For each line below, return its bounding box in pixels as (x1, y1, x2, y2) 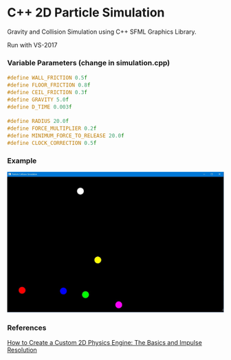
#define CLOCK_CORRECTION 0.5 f (7, 139, 97, 147)
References (7, 323, 47, 333)
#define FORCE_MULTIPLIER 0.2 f (7, 125, 97, 132)
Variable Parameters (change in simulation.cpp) (7, 58, 170, 67)
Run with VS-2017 (7, 41, 58, 49)
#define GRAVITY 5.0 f (7, 96, 69, 103)
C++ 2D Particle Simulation (7, 5, 165, 21)
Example (7, 156, 37, 166)
